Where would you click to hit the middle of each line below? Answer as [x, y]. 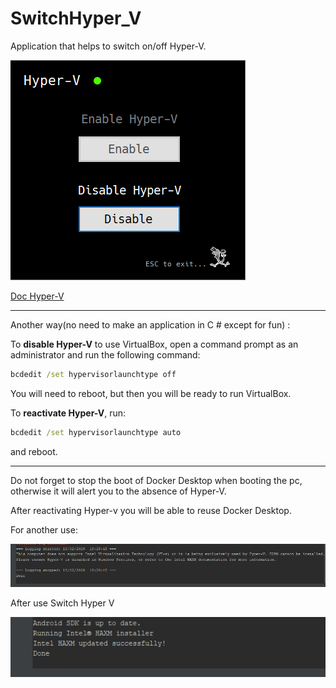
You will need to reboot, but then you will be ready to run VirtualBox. [151, 393]
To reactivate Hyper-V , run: [68, 413]
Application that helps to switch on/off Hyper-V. [108, 46]
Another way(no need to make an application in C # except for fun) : [150, 324]
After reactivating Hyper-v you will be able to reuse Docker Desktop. [151, 510]
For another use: [44, 529]
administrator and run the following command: [105, 354]
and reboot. [34, 451]
